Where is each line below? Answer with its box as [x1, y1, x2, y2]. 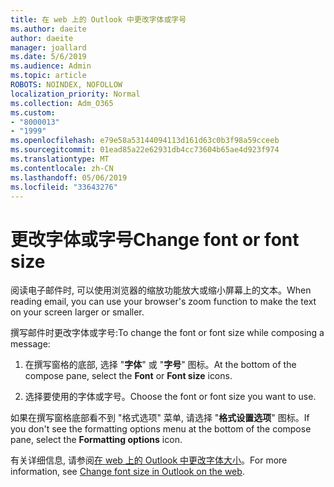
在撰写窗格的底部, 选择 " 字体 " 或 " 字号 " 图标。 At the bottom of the [24, 359, 297, 371]
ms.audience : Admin [10, 61, 92, 71]
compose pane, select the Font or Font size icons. [24, 370, 233, 382]
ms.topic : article [10, 71, 87, 81]
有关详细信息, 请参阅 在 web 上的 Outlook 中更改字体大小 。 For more [10, 454, 288, 466]
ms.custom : [10, 107, 56, 118]
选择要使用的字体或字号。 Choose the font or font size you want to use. [24, 391, 317, 403]
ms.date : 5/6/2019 [10, 52, 87, 62]
